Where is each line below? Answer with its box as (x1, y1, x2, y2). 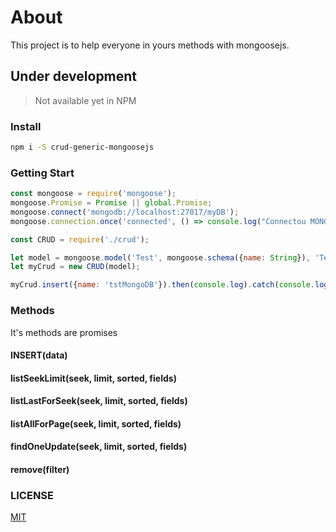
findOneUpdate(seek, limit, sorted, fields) (10, 441, 188, 453)
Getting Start (10, 166, 75, 180)
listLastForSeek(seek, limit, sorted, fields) (10, 395, 188, 407)
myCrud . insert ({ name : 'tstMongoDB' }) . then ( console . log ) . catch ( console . (10, 280, 315, 290)
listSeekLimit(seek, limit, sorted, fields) (10, 372, 177, 384)
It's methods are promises (10, 326, 118, 338)
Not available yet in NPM (34, 94, 137, 106)
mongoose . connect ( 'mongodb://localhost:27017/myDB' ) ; (10, 207, 240, 217)
